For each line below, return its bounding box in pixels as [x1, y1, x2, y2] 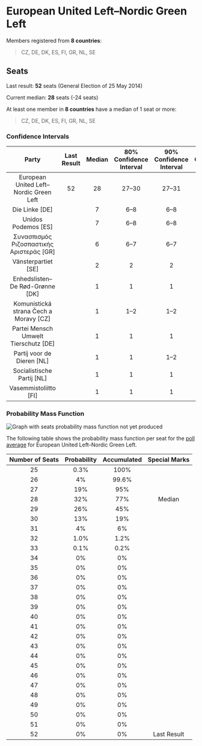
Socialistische [13, 366, 52, 375]
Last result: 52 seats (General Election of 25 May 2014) [6, 82, 143, 89]
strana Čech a [13, 307, 52, 316]
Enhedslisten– [13, 275, 52, 283]
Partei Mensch [11, 324, 53, 333]
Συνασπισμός [13, 233, 52, 241]
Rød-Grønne [19, 282, 56, 290]
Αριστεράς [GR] [10, 248, 55, 256]
